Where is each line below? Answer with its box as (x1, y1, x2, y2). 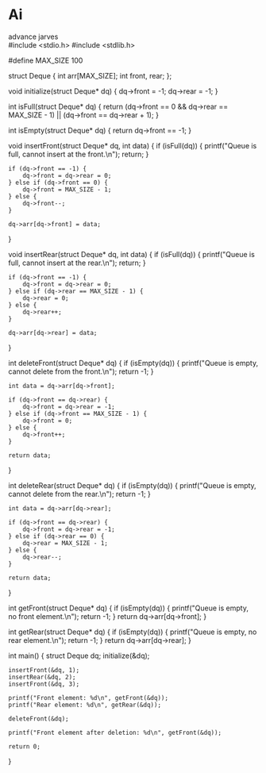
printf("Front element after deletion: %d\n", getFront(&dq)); (8, 729, 222, 736)
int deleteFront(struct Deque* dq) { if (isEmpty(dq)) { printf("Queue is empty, (8, 358, 259, 367)
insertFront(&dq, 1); (8, 666, 80, 674)
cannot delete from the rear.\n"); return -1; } (8, 489, 151, 498)
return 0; (8, 742, 41, 751)
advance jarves (8, 32, 59, 41)
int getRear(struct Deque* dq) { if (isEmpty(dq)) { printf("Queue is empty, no (8, 627, 257, 636)
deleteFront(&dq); (8, 714, 69, 723)
